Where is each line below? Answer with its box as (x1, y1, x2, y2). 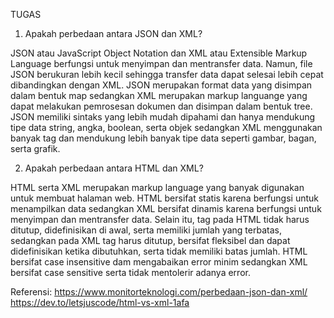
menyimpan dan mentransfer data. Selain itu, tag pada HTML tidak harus (10, 214, 310, 225)
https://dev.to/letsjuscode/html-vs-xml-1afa (10, 297, 190, 308)
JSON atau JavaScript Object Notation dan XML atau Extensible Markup (10, 47, 308, 59)
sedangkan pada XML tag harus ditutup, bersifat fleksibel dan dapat (10, 235, 291, 246)
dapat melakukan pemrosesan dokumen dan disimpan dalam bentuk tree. (10, 100, 313, 112)
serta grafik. (10, 143, 61, 154)
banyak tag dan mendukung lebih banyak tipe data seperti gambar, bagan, (10, 132, 317, 144)
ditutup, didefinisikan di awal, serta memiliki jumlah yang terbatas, (10, 224, 282, 236)
